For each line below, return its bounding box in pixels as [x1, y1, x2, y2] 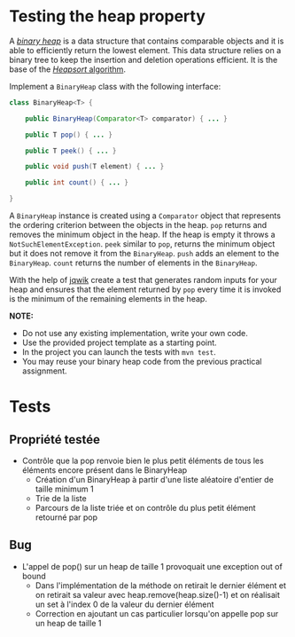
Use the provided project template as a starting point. [21, 337, 217, 348]
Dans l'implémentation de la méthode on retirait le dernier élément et [35, 579, 286, 591]
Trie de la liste [35, 493, 87, 504]
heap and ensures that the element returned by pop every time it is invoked [9, 284, 282, 295]
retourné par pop [35, 512, 98, 523]
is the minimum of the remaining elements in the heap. [9, 294, 208, 304]
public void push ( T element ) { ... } [25, 162, 165, 171]
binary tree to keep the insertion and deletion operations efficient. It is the [9, 54, 278, 65]
